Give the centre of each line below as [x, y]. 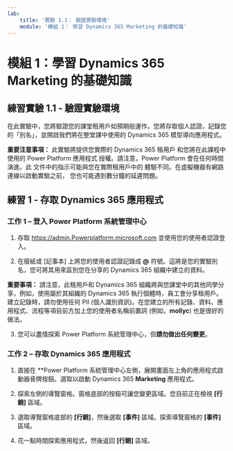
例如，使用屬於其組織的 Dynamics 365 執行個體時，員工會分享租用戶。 [121, 293]
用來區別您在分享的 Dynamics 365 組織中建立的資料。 [131, 270]
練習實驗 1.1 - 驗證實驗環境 [63, 108]
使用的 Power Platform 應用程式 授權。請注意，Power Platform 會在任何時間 [115, 158]
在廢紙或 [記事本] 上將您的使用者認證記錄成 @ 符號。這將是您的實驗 [114, 261]
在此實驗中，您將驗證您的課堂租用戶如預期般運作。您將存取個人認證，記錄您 [117, 126]
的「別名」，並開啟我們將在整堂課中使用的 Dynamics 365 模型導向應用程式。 [116, 135]
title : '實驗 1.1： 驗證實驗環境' [65, 20]
